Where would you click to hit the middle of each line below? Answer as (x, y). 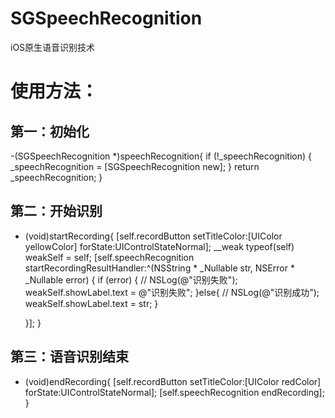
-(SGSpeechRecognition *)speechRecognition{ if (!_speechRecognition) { (161, 156)
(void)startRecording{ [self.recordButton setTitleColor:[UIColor (153, 236)
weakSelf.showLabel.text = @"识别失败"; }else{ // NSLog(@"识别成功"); (172, 292)
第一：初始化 (50, 131)
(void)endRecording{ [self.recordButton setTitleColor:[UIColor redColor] (173, 381)
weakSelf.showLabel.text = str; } (91, 303)
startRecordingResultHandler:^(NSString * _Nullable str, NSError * (159, 268)
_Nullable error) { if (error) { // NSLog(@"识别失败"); (131, 279)
